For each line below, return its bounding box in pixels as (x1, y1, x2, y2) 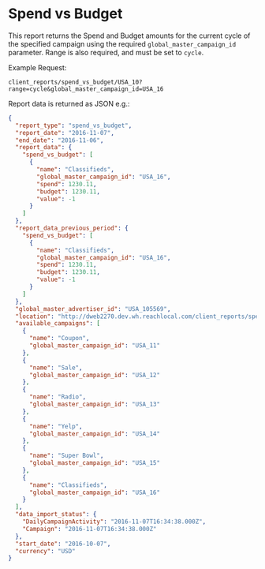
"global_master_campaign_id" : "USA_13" (28, 400, 160, 409)
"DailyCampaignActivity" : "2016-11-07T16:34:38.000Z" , (22, 518, 207, 526)
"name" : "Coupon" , (28, 335, 90, 343)
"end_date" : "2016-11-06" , (15, 136, 104, 144)
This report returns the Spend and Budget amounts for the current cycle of (8, 31, 251, 40)
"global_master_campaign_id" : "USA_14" (28, 429, 160, 438)
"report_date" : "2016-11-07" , (15, 129, 114, 137)
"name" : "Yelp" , (28, 422, 83, 430)
